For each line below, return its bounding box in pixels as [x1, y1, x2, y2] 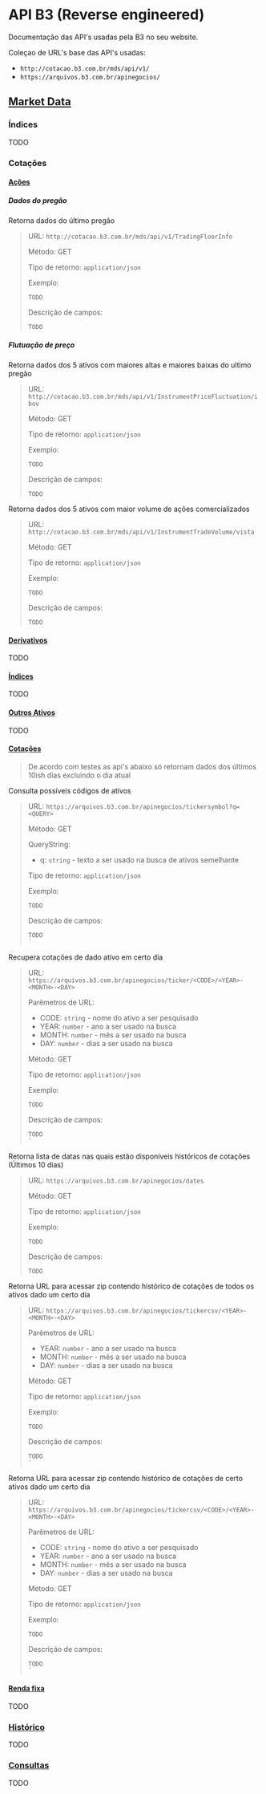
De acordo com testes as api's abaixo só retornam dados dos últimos [27, 761, 257, 771]
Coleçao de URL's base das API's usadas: [8, 47, 146, 57]
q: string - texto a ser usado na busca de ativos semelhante [39, 854, 239, 864]
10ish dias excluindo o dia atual [27, 770, 131, 780]
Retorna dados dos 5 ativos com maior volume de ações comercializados [8, 504, 250, 514]
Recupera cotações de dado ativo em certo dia [8, 952, 163, 962]
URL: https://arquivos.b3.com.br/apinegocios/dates [27, 1175, 204, 1185]
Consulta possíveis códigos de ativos [8, 785, 131, 795]
